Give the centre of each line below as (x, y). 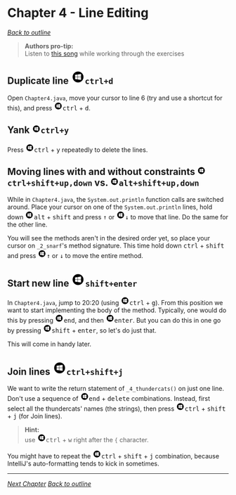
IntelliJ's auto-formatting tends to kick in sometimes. (83, 463)
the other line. (27, 225)
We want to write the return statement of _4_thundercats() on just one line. (116, 388)
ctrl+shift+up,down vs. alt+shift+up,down (103, 182)
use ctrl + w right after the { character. (86, 440)
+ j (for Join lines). (35, 416)
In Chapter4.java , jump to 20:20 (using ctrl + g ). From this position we (115, 303)
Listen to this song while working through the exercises (104, 53)
